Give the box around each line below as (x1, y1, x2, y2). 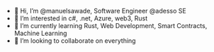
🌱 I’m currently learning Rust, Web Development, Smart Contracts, (13, 22, 208, 30)
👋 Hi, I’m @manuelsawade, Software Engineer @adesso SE (13, 7, 186, 15)
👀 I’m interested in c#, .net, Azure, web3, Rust (13, 14, 148, 22)
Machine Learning (13, 29, 67, 37)
